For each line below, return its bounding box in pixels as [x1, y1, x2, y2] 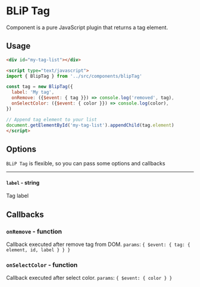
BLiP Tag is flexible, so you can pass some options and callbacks [6, 160, 165, 167]
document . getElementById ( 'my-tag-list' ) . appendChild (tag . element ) [6, 122, 174, 128]
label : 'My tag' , [11, 89, 55, 96]
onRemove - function [6, 227, 62, 235]
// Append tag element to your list [6, 116, 97, 122]
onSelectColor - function [6, 261, 78, 269]
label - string [6, 179, 40, 186]
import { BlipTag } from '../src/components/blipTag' [6, 73, 143, 79]
